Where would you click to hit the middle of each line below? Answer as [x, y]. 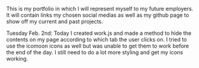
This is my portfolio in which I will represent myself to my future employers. [100, 9]
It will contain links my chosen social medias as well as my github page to [98, 15]
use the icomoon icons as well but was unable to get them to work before [98, 46]
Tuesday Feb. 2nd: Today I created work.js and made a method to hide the [99, 33]
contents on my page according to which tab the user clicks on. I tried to [97, 39]
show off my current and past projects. [55, 21]
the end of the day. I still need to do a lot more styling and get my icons [95, 52]
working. [17, 59]
